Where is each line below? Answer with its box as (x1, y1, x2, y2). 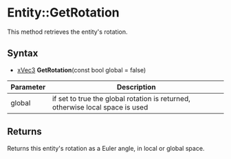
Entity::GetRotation (7, 5, 120, 21)
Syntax (7, 47, 38, 59)
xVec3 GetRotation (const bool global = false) (16, 65, 146, 74)
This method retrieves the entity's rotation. (7, 28, 128, 36)
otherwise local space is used (52, 102, 148, 112)
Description (116, 82, 156, 92)
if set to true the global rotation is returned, (52, 94, 190, 103)
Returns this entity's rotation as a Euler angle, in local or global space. (7, 144, 205, 152)
